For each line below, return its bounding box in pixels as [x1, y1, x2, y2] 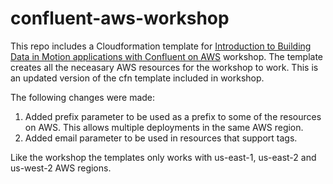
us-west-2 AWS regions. [10, 162, 112, 174]
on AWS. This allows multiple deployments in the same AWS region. [24, 121, 304, 133]
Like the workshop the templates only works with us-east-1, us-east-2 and [10, 151, 317, 163]
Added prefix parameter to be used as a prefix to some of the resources [24, 110, 322, 122]
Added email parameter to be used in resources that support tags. [24, 132, 298, 144]
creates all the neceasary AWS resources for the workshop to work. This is [10, 61, 319, 73]
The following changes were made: [10, 91, 156, 103]
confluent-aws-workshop [10, 7, 230, 30]
